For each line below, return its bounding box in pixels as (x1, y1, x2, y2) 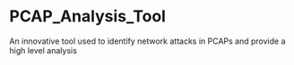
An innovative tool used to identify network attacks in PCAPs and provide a (9, 36, 286, 46)
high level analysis (9, 45, 78, 55)
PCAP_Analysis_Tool (9, 6, 166, 27)
